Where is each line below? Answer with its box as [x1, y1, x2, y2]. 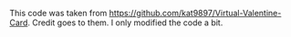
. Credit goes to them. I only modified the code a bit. [26, 17, 223, 28]
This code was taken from [9, 8, 108, 18]
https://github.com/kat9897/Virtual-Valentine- [109, 8, 282, 18]
